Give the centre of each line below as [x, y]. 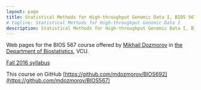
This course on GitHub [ [36, 74]
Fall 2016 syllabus [28, 63]
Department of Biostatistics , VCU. [48, 52]
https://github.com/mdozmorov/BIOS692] [116, 74]
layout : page [22, 12]
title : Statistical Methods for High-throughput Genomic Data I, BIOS [96, 17]
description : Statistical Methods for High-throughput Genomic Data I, [97, 28]
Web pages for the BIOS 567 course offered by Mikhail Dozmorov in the [95, 45]
